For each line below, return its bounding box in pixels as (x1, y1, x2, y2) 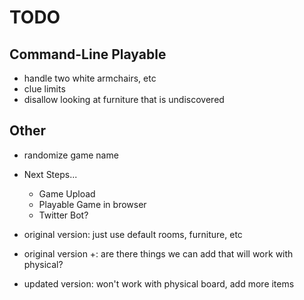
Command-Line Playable (9, 46, 167, 63)
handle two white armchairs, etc (23, 72, 157, 84)
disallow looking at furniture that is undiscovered (23, 94, 225, 105)
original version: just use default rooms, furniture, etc (23, 228, 243, 240)
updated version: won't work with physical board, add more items (23, 277, 295, 290)
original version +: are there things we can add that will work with (23, 247, 294, 260)
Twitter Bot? (38, 209, 89, 221)
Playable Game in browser (38, 198, 147, 210)
